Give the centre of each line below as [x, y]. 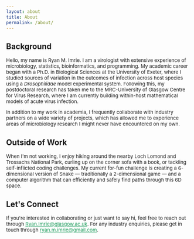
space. [14, 186]
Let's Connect [32, 204]
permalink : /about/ [30, 22]
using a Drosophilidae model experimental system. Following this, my [86, 84]
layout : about [23, 11]
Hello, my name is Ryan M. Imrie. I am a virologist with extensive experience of [96, 60]
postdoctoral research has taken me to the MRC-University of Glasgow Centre [96, 90]
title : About [22, 17]
